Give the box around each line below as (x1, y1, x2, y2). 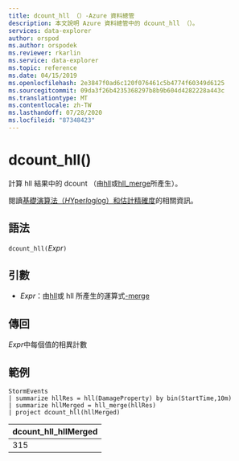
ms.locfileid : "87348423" (8, 116, 95, 124)
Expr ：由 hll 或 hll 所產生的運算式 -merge (19, 291, 150, 301)
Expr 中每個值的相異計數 (8, 340, 87, 349)
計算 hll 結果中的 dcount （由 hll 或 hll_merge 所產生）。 (8, 178, 183, 188)
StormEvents (8, 387, 48, 396)
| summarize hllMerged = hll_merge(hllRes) (8, 402, 157, 410)
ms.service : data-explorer (8, 57, 99, 65)
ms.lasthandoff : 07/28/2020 (8, 109, 103, 117)
